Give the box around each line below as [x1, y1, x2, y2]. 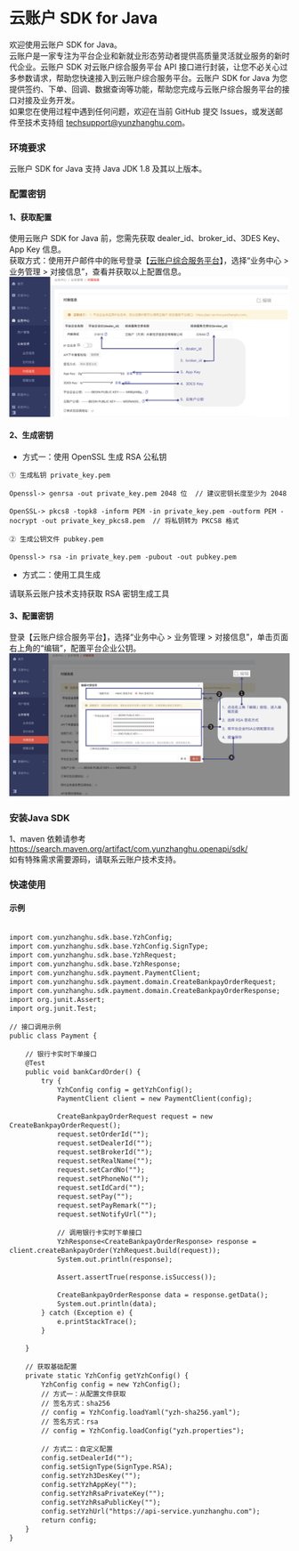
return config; [41, 1515, 98, 1524]
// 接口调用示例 [9, 1022, 61, 1031]
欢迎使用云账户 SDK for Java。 [9, 39, 123, 50]
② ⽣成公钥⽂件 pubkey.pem [9, 535, 104, 544]
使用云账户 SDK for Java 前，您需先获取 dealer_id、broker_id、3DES [9, 233, 262, 244]
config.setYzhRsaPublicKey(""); [41, 1498, 162, 1507]
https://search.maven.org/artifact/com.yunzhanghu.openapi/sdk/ [9, 844, 248, 854]
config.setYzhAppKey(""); [41, 1480, 138, 1489]
